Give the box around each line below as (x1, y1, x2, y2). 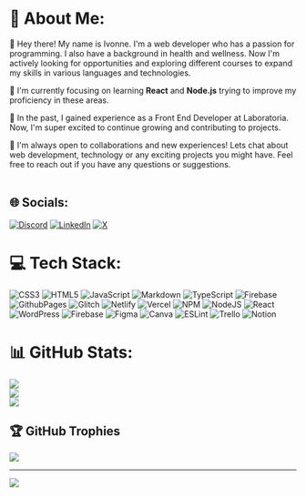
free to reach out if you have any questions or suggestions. (9, 158, 231, 169)
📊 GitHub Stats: (9, 341, 134, 362)
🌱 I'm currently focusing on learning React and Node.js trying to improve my (9, 85, 297, 96)
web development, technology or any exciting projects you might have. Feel (9, 149, 293, 160)
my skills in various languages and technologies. (9, 67, 191, 78)
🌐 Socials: (9, 195, 69, 210)
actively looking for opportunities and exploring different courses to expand (9, 57, 293, 68)
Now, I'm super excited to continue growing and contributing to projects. (9, 122, 281, 133)
